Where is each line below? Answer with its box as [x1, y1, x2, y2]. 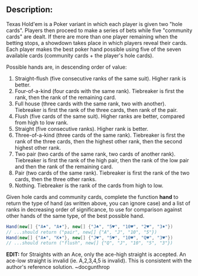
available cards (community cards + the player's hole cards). [6, 52, 154, 59]
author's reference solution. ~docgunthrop [6, 264, 111, 271]
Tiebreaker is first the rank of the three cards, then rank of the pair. [14, 106, 178, 113]
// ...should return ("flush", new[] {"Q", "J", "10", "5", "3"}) [6, 240, 173, 246]
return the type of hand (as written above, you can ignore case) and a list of [6, 200, 191, 207]
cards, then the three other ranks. [14, 175, 97, 182]
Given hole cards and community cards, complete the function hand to [6, 193, 178, 200]
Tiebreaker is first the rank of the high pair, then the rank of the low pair [14, 156, 189, 163]
